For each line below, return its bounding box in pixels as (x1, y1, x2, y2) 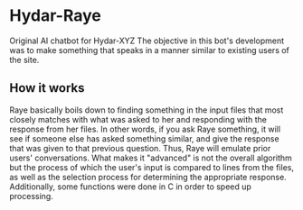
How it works (9, 80, 85, 96)
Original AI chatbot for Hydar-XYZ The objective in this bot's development (9, 35, 285, 46)
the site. (9, 54, 40, 65)
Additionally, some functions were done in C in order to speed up (9, 181, 251, 192)
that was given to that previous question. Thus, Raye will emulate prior (9, 142, 271, 153)
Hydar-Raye (9, 5, 101, 26)
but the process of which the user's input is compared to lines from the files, (9, 161, 294, 172)
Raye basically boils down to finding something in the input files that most (9, 105, 284, 115)
